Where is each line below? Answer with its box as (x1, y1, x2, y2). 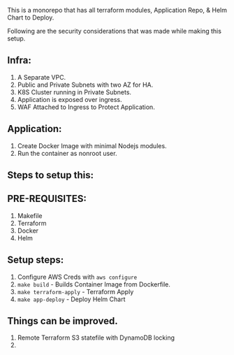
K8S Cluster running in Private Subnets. (17, 87, 131, 96)
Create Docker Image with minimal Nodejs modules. (17, 141, 167, 150)
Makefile (17, 211, 43, 219)
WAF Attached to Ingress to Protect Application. (17, 103, 155, 111)
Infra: (7, 55, 31, 66)
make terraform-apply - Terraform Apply (17, 287, 134, 296)
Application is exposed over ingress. (17, 95, 122, 103)
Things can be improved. (7, 315, 118, 327)
